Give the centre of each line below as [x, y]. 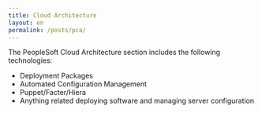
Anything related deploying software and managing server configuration [137, 101]
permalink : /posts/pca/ [47, 30]
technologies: [30, 60]
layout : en [26, 23]
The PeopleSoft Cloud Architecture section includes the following [114, 53]
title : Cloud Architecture [52, 15]
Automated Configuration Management [83, 84]
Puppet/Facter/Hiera [53, 93]
